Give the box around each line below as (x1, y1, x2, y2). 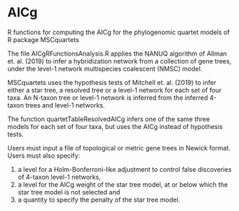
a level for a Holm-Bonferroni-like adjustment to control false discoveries (17, 165, 232, 173)
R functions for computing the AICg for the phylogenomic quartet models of (7, 28, 230, 36)
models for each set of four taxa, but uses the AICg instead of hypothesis (7, 122, 223, 130)
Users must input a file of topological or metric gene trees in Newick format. (7, 143, 230, 152)
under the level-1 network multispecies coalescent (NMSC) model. (7, 64, 203, 73)
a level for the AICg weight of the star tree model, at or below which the (17, 180, 228, 189)
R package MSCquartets (7, 35, 80, 43)
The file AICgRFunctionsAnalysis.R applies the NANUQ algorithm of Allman (7, 49, 227, 58)
